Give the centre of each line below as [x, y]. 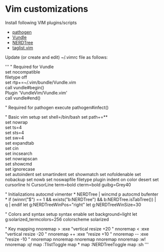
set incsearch [19, 153]
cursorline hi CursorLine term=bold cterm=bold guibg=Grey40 [68, 184]
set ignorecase [20, 169]
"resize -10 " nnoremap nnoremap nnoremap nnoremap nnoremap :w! [75, 239]
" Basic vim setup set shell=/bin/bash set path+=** [57, 117]
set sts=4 [15, 132]
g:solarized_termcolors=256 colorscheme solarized [57, 219]
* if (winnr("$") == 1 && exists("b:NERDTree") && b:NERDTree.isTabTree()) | [81, 199]
